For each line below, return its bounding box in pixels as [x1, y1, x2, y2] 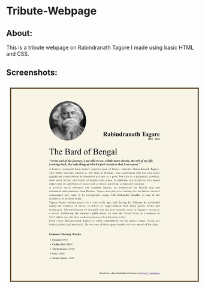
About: [6, 28, 33, 38]
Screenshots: [6, 68, 58, 78]
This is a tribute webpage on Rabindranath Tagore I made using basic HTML [6, 44, 194, 51]
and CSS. [6, 50, 29, 57]
